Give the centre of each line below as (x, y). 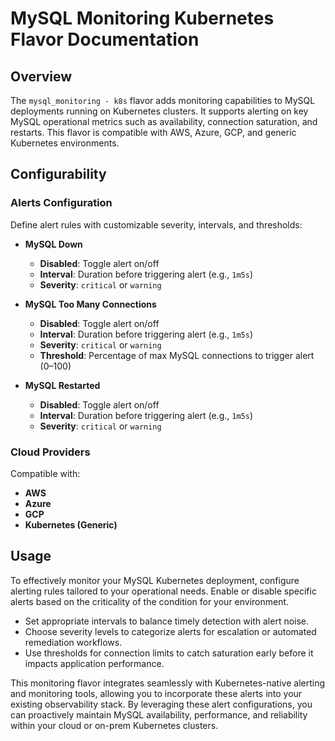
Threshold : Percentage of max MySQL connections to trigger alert (177, 355)
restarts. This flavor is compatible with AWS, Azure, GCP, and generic (153, 132)
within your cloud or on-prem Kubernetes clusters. (114, 725)
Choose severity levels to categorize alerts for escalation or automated (170, 631)
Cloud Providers (50, 452)
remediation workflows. (73, 642)
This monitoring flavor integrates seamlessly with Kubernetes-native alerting (168, 683)
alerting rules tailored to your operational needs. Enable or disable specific (163, 591)
